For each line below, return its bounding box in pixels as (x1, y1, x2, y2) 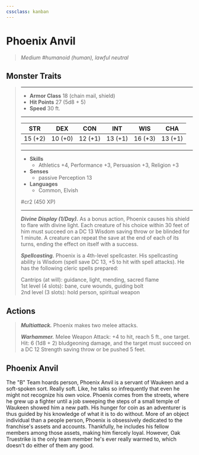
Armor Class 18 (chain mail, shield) (29, 93, 115, 100)
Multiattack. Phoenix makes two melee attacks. (20, 322, 138, 329)
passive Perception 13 (38, 174, 92, 182)
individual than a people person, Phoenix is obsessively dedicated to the (6, 416, 182, 424)
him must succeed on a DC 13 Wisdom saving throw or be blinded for (20, 228, 190, 235)
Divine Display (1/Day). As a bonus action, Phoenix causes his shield (20, 215, 190, 222)
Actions (6, 306, 36, 316)
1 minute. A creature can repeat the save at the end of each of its (20, 234, 179, 241)
